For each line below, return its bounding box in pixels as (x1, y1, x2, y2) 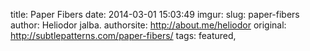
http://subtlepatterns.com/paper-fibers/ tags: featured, (10, 30, 237, 41)
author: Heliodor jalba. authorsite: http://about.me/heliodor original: (10, 19, 287, 31)
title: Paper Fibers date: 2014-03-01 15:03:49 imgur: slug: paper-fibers (10, 9, 300, 20)
